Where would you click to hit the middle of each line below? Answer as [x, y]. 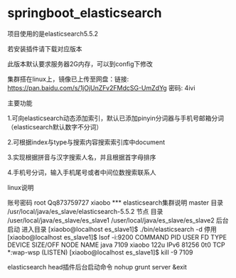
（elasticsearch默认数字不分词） [55, 127]
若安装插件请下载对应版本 [45, 48]
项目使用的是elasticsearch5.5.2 [53, 33]
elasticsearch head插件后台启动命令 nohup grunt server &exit [97, 267]
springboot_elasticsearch [85, 13]
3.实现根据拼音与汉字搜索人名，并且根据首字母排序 [82, 157]
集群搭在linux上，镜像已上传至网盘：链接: [68, 79]
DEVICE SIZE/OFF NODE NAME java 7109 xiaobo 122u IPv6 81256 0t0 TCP [116, 245]
